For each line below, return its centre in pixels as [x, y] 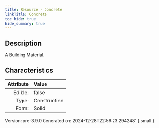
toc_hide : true [21, 19]
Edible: [21, 92]
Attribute [18, 84]
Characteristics [29, 70]
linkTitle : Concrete [26, 14]
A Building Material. [25, 55]
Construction [48, 100]
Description [23, 43]
